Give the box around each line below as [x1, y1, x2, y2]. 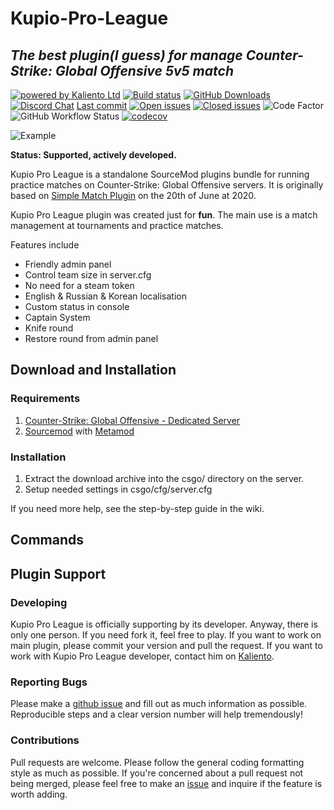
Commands [10, 532, 85, 549]
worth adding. [10, 788, 68, 800]
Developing [10, 595, 68, 609]
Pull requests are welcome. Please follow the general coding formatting [10, 756, 305, 768]
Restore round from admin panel [24, 333, 159, 344]
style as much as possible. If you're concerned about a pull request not [10, 767, 304, 779]
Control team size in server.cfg [24, 269, 152, 281]
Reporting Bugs [10, 675, 88, 689]
